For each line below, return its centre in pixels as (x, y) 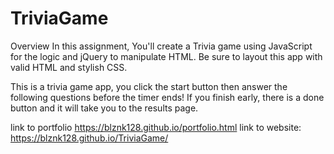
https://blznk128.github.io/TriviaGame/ (89, 138)
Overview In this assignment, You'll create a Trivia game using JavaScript (161, 46)
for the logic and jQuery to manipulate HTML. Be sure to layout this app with (166, 56)
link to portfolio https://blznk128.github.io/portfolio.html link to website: (156, 127)
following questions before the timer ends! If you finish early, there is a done (167, 97)
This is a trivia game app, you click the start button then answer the (149, 86)
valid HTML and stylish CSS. (69, 67)
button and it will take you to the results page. (104, 108)
